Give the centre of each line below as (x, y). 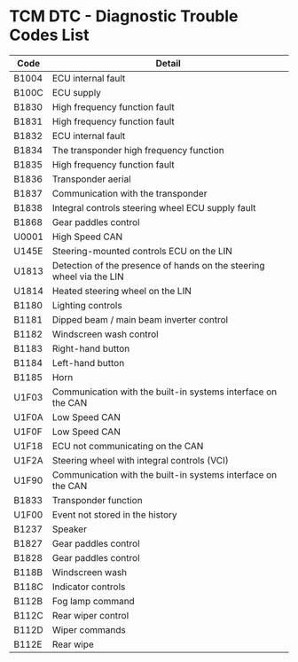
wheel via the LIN (88, 276)
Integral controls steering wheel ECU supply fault (154, 207)
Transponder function (98, 500)
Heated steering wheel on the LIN (122, 291)
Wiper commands (89, 629)
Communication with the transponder (129, 193)
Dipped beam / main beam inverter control (140, 319)
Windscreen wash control (105, 334)
